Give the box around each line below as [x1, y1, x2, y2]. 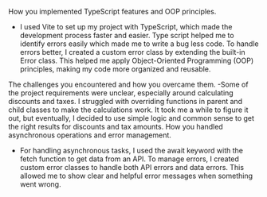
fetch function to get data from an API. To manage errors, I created [19, 154, 239, 164]
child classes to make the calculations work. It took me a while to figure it [8, 105, 249, 114]
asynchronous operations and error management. [8, 130, 171, 140]
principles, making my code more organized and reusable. [19, 64, 211, 74]
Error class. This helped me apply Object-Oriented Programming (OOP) [19, 56, 254, 65]
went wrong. [19, 180, 61, 189]
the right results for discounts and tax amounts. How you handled [8, 122, 223, 131]
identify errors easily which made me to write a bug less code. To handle [19, 39, 259, 48]
